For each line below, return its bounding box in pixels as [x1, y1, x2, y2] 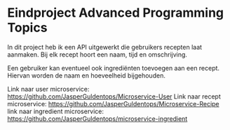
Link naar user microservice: [7, 85, 90, 93]
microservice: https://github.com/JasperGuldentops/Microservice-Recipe [7, 99, 219, 108]
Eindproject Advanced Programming [7, 5, 224, 21]
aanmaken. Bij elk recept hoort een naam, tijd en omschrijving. [7, 50, 188, 59]
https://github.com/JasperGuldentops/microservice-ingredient [7, 114, 188, 123]
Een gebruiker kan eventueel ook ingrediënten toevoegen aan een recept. [7, 64, 219, 72]
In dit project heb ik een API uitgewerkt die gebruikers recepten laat [7, 43, 202, 51]
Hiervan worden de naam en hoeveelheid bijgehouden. [7, 71, 166, 80]
